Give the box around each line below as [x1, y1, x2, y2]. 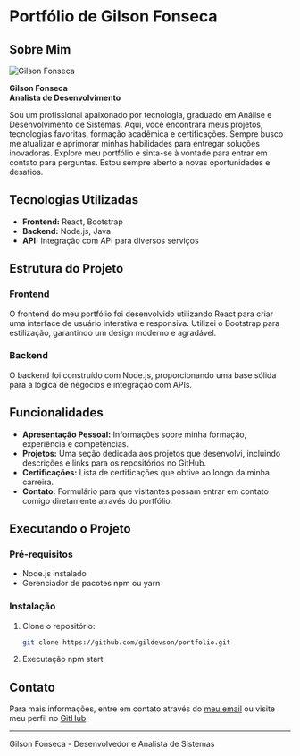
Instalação [9, 601, 56, 613]
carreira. [21, 476, 54, 487]
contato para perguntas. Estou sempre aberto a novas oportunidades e [9, 157, 271, 167]
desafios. [9, 167, 44, 177]
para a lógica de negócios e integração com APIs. [9, 379, 193, 390]
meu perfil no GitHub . [9, 713, 89, 724]
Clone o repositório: [21, 620, 96, 631]
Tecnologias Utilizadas [9, 192, 139, 207]
